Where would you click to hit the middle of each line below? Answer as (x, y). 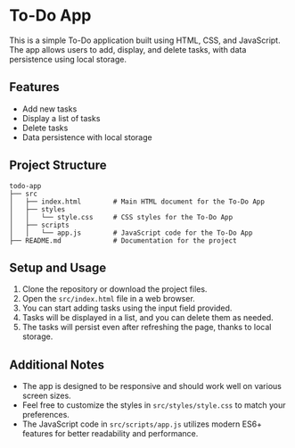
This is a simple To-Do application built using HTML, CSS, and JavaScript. (145, 40)
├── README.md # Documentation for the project (123, 241)
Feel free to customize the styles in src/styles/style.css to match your (154, 405)
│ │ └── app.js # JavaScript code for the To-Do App (131, 233)
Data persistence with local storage (87, 137)
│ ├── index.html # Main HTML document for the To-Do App (137, 202)
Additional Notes (57, 365)
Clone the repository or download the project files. (115, 289)
